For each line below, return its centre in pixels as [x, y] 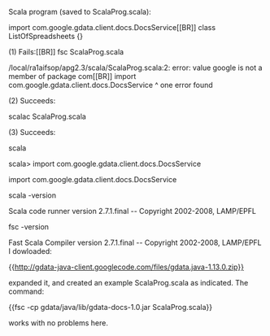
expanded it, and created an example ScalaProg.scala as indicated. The [128, 283]
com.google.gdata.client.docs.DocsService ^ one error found [111, 85]
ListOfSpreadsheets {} [46, 36]
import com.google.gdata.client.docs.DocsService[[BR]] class [112, 27]
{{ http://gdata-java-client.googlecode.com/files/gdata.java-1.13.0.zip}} [126, 267]
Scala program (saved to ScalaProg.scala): [80, 12]
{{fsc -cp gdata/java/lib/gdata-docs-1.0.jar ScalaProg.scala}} [111, 307]
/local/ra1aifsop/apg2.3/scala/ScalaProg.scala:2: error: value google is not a [135, 68]
